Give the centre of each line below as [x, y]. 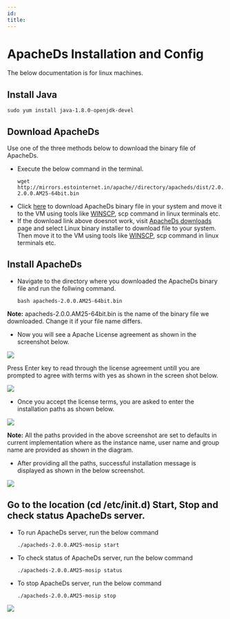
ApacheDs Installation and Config [106, 54]
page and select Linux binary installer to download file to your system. [117, 229]
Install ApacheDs [45, 265]
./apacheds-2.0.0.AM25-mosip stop [66, 596]
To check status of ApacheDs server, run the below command [105, 558]
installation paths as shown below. [66, 409]
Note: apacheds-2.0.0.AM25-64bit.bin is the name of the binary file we [108, 313]
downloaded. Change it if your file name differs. [75, 321]
